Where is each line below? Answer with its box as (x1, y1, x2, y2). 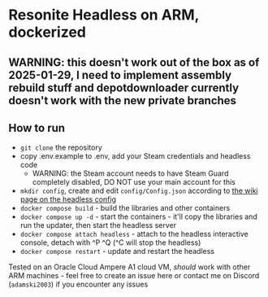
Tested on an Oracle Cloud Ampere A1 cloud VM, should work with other (8, 262, 251, 272)
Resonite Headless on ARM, (8, 6, 200, 24)
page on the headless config (19, 194, 116, 204)
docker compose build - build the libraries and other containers (19, 203, 231, 213)
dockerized (8, 23, 87, 41)
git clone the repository (19, 142, 103, 152)
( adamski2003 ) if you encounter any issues (8, 279, 149, 290)
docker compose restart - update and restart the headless (19, 247, 215, 256)
